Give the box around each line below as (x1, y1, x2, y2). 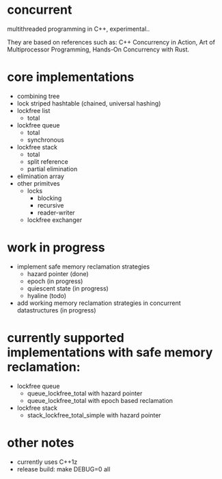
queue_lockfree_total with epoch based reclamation (27, 396, 173, 404)
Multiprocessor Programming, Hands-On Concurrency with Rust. (7, 45, 190, 53)
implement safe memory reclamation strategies (16, 262, 150, 271)
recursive (37, 201, 64, 209)
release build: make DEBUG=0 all (16, 465, 111, 473)
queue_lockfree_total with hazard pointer (27, 389, 143, 397)
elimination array (16, 172, 65, 180)
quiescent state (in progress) (27, 284, 109, 293)
